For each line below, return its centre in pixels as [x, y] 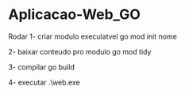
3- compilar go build [42, 67]
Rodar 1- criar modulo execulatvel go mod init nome [92, 36]
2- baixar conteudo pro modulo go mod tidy [80, 51]
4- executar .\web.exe [44, 82]
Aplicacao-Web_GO [75, 15]
